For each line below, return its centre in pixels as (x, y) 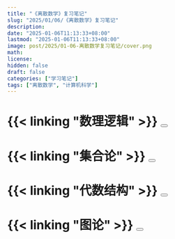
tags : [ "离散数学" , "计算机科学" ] (53, 85)
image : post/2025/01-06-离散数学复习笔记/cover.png (79, 46)
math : (15, 53)
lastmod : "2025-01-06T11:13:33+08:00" (63, 40)
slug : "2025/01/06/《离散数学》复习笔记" (63, 20)
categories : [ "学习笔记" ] (43, 78)
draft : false (26, 72)
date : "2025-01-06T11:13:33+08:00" (59, 33)
